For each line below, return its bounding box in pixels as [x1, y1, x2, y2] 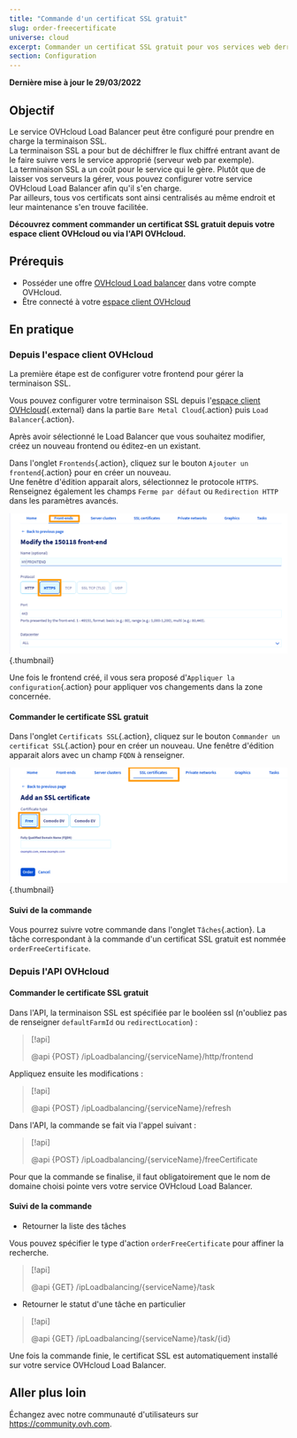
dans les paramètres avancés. [9, 496, 119, 506]
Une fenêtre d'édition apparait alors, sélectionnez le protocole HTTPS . [9, 477, 259, 488]
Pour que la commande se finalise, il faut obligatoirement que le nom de [9, 1171, 271, 1182]
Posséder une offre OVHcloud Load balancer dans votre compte [21, 277, 256, 288]
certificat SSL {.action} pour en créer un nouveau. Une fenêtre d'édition [9, 740, 274, 751]
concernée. [9, 691, 51, 701]
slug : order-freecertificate [9, 23, 117, 33]
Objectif [9, 103, 55, 118]
